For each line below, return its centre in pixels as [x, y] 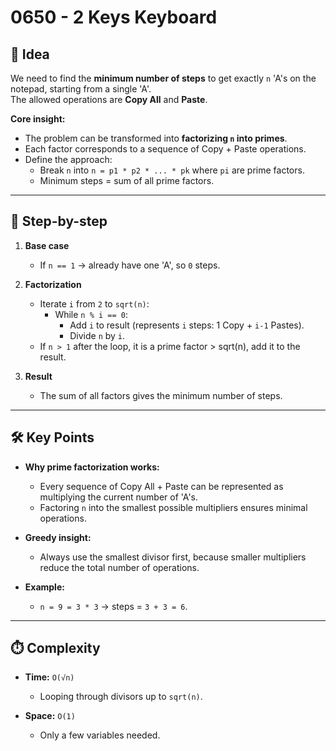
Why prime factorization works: [92, 467]
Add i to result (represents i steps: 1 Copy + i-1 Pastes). [187, 325]
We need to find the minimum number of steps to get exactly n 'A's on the [163, 78]
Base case [47, 245]
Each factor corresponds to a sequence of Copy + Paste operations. [165, 149]
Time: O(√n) [49, 677]
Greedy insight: [58, 537]
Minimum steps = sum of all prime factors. [127, 180]
